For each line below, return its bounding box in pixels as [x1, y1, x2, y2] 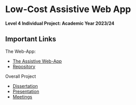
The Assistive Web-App [12, 58, 62, 64]
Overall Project [5, 73, 36, 79]
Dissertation [12, 83, 38, 89]
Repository [12, 63, 35, 69]
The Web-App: [5, 48, 36, 54]
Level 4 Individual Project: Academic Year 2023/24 [5, 20, 115, 26]
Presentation [12, 88, 39, 94]
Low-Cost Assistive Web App [5, 4, 131, 15]
